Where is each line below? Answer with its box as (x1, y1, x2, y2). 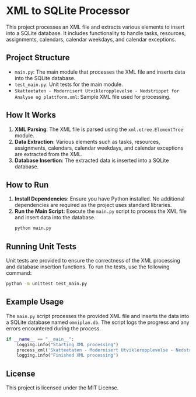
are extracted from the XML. (14, 150, 83, 157)
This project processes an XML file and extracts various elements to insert (6, 23, 185, 30)
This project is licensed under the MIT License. (6, 384, 119, 391)
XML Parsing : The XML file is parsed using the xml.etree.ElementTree (14, 126, 184, 133)
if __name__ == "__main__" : (6, 336, 75, 342)
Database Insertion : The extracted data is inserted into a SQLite (14, 157, 169, 164)
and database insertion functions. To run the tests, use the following (6, 263, 170, 270)
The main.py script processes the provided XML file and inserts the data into (6, 312, 190, 319)
